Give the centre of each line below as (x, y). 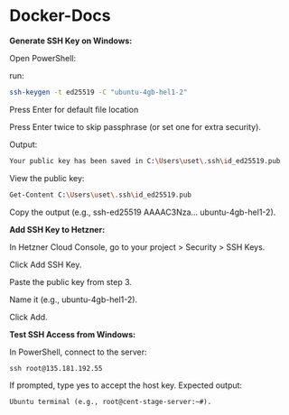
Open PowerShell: (43, 58)
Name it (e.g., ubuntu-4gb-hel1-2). (74, 300)
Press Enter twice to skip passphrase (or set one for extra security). (135, 126)
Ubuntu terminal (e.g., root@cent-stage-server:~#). (111, 401)
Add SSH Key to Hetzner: (57, 229)
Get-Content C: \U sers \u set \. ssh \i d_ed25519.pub (101, 195)
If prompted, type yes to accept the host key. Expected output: (126, 385)
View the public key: (47, 178)
